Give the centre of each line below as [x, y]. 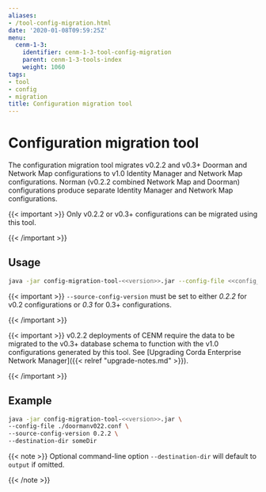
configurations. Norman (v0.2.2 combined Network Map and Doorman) [124, 182]
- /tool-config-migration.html [60, 23]
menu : [17, 38]
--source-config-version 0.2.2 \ [63, 434]
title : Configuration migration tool [70, 104]
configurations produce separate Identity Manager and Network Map [121, 190]
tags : [17, 74]
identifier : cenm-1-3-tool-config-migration [97, 52]
